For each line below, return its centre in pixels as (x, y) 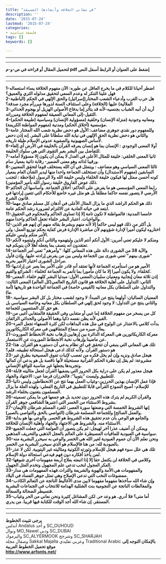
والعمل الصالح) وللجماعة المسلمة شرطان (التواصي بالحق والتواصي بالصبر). (74, 412)
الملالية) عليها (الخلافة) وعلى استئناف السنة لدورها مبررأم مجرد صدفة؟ (69, 103)
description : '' (22, 14)
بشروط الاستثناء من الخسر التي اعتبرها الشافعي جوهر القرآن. (61, 402)
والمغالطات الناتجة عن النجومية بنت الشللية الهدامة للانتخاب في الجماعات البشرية (79, 486)
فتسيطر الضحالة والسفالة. (30, 491)
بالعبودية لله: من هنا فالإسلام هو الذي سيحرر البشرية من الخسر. (63, 444)
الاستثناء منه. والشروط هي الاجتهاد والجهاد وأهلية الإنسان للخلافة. (64, 423)
